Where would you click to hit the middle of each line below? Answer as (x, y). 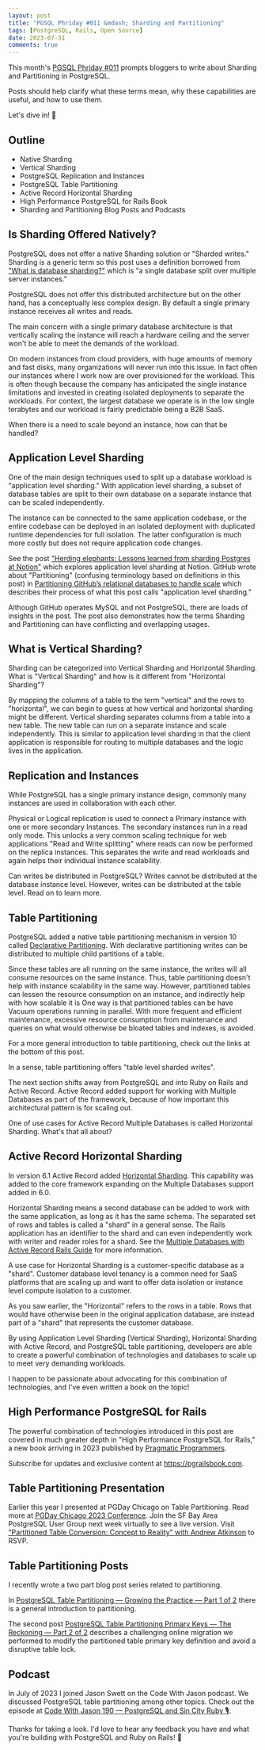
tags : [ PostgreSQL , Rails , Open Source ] (76, 30)
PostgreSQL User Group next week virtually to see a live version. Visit (121, 1524)
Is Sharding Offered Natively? (82, 235)
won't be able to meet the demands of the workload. (94, 343)
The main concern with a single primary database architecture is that (121, 327)
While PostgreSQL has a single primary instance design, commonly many (127, 795)
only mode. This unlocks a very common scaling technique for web (117, 835)
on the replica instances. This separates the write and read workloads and (129, 852)
